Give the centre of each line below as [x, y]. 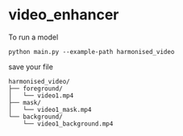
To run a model [33, 37]
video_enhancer [64, 15]
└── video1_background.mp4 [68, 124]
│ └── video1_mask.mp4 [50, 109]
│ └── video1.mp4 [41, 95]
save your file [31, 67]
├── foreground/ [35, 89]
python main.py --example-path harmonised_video [91, 52]
